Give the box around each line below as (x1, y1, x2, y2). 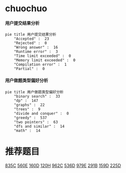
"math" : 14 (14, 128, 41, 133)
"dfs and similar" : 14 (14, 124, 65, 129)
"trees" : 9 (14, 106, 41, 112)
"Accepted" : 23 (14, 36, 50, 42)
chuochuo (5, 3, 48, 14)
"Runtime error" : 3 (14, 49, 58, 54)
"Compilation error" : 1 (14, 62, 67, 67)
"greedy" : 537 (14, 115, 48, 120)
